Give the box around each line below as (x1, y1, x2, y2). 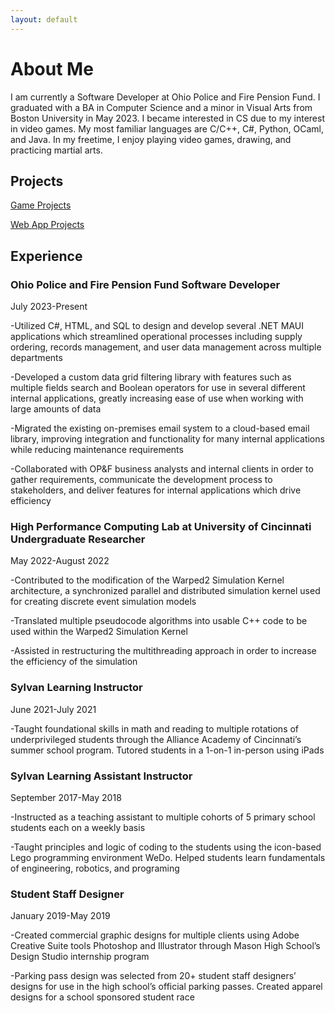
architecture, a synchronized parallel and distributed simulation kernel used (10, 585, 321, 597)
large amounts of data (10, 403, 102, 415)
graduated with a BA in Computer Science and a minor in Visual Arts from (10, 101, 313, 113)
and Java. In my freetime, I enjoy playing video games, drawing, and (10, 133, 292, 145)
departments (10, 352, 63, 364)
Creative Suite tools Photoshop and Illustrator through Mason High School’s (10, 940, 321, 952)
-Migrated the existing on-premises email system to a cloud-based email (10, 422, 310, 435)
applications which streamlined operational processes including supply (10, 331, 303, 343)
